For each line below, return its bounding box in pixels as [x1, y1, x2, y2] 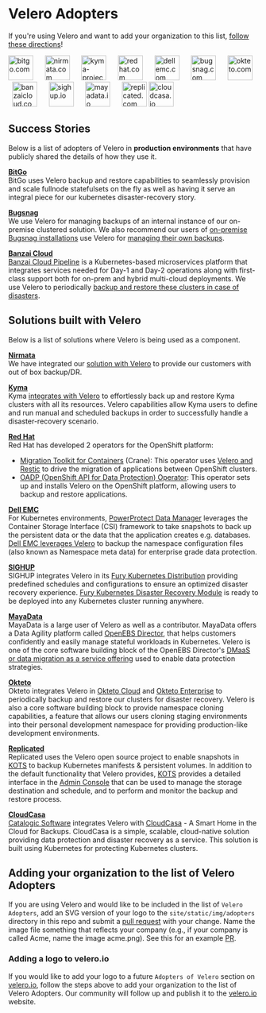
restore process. [8, 794, 62, 803]
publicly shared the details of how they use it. [8, 152, 157, 161]
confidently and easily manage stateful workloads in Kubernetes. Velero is [8, 636, 251, 646]
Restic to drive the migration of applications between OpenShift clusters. [19, 464, 258, 474]
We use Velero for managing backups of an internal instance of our [8, 216, 228, 226]
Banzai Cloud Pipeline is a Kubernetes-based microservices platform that [8, 257, 248, 266]
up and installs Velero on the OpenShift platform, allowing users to [19, 481, 237, 490]
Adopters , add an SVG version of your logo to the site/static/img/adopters [8, 908, 256, 918]
